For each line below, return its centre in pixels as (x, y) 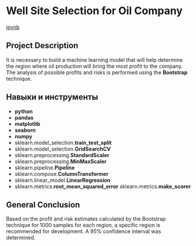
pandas (24, 117)
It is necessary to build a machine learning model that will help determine (94, 59)
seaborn (25, 130)
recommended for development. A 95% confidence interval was (84, 231)
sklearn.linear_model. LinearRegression (62, 180)
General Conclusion (43, 205)
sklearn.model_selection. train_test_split (63, 142)
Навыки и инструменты (52, 97)
